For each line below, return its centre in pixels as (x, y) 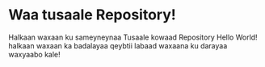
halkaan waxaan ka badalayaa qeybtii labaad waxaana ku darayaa (118, 45)
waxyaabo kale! (34, 54)
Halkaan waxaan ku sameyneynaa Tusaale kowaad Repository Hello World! (133, 37)
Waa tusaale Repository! (92, 15)
